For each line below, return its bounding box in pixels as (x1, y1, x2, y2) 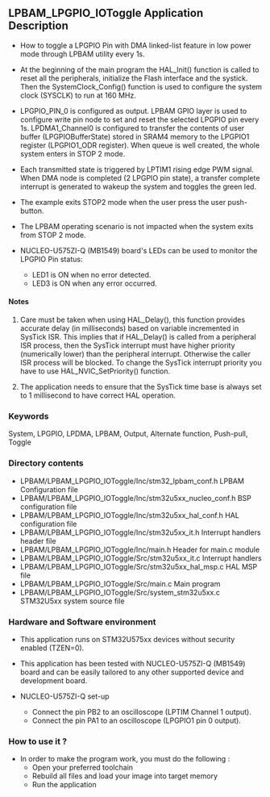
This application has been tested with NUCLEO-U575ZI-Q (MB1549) (19, 658, 246, 668)
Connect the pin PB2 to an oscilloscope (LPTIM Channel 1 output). (31, 707, 251, 716)
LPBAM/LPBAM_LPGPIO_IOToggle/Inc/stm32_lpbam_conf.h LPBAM (19, 476, 244, 486)
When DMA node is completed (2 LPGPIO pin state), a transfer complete (19, 173, 260, 182)
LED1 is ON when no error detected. (31, 269, 152, 279)
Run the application (31, 780, 97, 790)
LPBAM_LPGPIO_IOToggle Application (8, 6, 204, 20)
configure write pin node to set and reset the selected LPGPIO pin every (19, 115, 260, 124)
